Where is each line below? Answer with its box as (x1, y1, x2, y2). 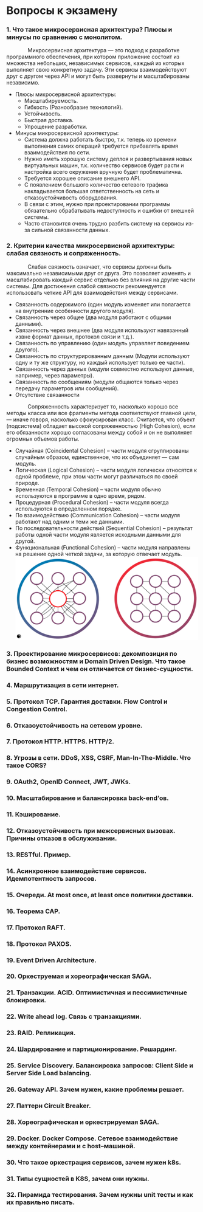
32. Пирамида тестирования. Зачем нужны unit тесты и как (6, 1191, 193, 1199)
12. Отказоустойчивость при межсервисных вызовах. (6, 827, 176, 835)
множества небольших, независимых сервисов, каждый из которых (6, 60, 185, 67)
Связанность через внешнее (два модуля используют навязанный (15, 326, 189, 334)
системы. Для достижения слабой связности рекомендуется (6, 282, 166, 289)
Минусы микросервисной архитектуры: (15, 129, 119, 137)
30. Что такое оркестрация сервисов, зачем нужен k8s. (6, 1158, 181, 1166)
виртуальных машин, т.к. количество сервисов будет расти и (24, 162, 184, 169)
